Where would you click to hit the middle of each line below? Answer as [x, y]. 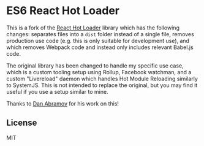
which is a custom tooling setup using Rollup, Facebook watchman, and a [99, 72]
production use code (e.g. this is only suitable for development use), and [98, 40]
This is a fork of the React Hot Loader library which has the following [93, 28]
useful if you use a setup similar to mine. [57, 91]
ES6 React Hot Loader [63, 11]
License [22, 123]
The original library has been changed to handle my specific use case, [95, 66]
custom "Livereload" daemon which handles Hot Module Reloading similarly [102, 79]
